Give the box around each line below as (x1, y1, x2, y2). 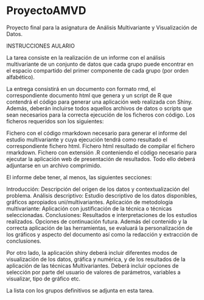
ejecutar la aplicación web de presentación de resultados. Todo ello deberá (6, 155, 195, 162)
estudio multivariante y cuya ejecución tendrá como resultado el (6, 135, 167, 143)
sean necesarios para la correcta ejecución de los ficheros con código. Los (6, 111, 195, 118)
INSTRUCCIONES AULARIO (6, 42, 75, 49)
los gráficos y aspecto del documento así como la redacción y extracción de (6, 230, 198, 238)
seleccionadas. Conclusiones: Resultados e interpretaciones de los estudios (6, 211, 197, 218)
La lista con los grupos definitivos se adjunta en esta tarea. (6, 287, 154, 294)
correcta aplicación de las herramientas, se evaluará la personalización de (6, 224, 193, 232)
